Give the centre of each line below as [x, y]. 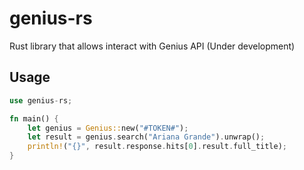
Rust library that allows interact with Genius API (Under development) [152, 46]
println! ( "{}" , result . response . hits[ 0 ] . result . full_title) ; [157, 147]
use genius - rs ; [41, 100]
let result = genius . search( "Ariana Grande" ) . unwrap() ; [146, 137]
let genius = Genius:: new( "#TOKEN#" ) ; [108, 128]
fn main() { [34, 118]
